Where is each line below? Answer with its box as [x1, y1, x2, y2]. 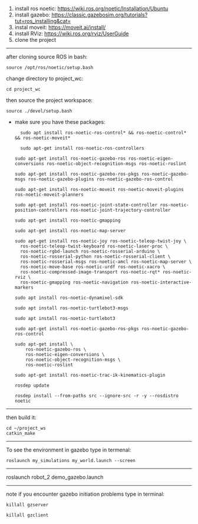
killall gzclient [6, 512, 49, 518]
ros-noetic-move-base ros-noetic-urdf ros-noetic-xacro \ [20, 264, 166, 270]
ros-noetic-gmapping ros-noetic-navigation [20, 279, 128, 285]
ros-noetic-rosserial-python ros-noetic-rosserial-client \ [20, 253, 171, 259]
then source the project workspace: [6, 97, 93, 104]
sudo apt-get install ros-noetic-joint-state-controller [14, 202, 158, 208]
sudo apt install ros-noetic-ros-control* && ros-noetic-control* [20, 130, 187, 136]
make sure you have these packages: [14, 118, 105, 126]
